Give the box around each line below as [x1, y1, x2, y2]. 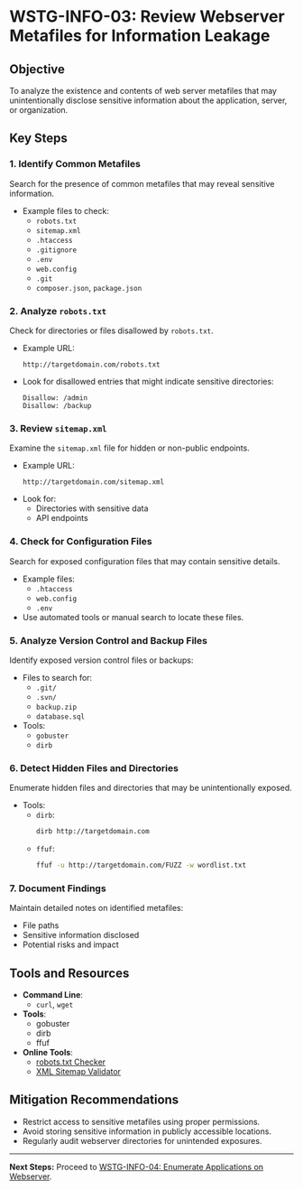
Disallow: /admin [22, 393, 88, 403]
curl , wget [35, 999, 74, 1010]
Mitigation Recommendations [9, 1092, 179, 1108]
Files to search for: [22, 672, 93, 683]
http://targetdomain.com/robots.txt [22, 359, 161, 369]
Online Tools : [22, 1047, 74, 1058]
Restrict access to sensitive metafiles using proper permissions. [22, 1116, 261, 1127]
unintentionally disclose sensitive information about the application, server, [9, 95, 288, 106]
